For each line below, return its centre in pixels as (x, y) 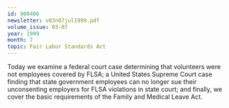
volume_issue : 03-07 (38, 27)
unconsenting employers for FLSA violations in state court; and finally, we (115, 89)
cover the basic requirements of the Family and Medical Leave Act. (105, 97)
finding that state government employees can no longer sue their (102, 82)
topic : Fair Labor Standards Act (57, 47)
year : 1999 (23, 34)
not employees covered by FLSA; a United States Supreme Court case (110, 74)
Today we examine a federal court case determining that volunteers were (114, 67)
